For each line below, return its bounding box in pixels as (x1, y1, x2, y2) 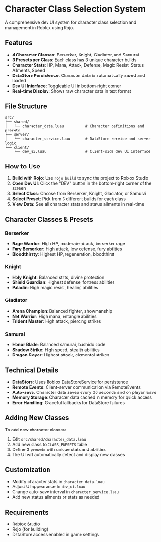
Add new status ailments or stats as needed (12, 494, 100, 500)
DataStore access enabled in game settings (12, 532, 99, 538)
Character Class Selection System (5, 3, 146, 15)
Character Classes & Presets (5, 215, 94, 224)
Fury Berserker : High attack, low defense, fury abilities (12, 246, 122, 252)
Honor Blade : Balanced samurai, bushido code (12, 341, 106, 347)
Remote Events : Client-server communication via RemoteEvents (12, 384, 141, 390)
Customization (5, 466, 51, 474)
